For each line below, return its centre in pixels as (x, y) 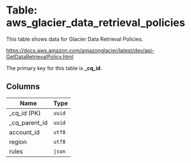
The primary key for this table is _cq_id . (54, 68)
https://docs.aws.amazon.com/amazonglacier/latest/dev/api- (80, 50)
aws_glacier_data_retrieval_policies (96, 23)
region (18, 142)
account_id (24, 132)
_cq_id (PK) (25, 113)
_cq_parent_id (29, 122)
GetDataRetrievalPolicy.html (40, 56)
